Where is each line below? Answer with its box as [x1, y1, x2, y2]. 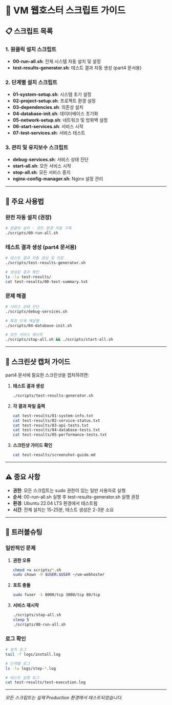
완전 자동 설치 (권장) [5, 213, 52, 221]
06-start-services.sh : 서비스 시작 [12, 124, 83, 130]
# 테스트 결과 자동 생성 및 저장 [5, 256, 64, 261]
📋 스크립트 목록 [5, 27, 53, 35]
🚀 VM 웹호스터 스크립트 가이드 [5, 5, 126, 16]
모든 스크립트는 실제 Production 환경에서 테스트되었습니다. [5, 695, 123, 701]
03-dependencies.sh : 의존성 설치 [12, 104, 83, 110]
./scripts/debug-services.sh [5, 309, 68, 314]
